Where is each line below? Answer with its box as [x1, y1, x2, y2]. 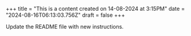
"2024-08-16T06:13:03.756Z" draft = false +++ [6, 11, 125, 19]
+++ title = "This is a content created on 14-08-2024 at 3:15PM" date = [6, 5, 185, 12]
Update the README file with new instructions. [6, 23, 124, 30]
